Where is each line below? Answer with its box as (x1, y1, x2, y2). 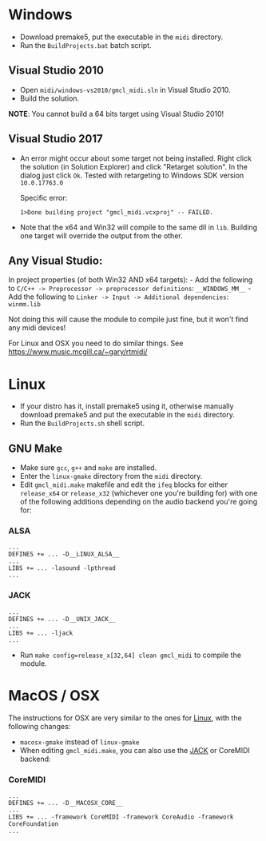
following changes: (8, 721, 71, 731)
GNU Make (8, 441, 63, 455)
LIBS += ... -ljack (8, 629, 73, 637)
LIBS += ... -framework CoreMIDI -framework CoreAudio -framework (8, 813, 234, 821)
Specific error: (19, 193, 68, 202)
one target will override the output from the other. (19, 230, 183, 241)
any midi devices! (8, 323, 66, 333)
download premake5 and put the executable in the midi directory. (19, 410, 236, 420)
